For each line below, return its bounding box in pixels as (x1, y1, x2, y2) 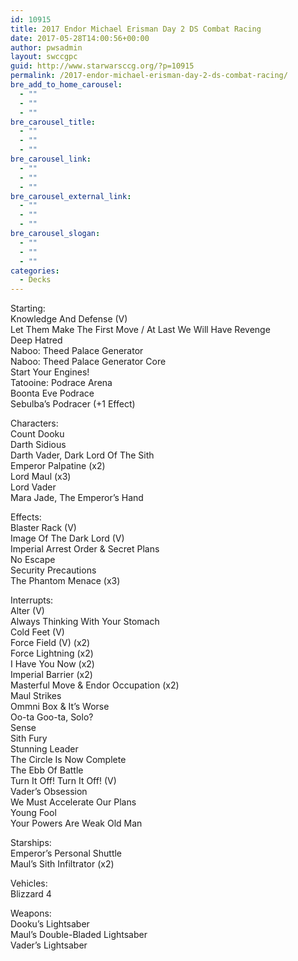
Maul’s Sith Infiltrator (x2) (10, 858, 115, 870)
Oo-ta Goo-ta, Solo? (10, 711, 94, 723)
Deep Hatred (10, 334, 63, 346)
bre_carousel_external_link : (10, 191, 132, 201)
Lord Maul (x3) (10, 471, 72, 483)
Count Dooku (10, 428, 65, 440)
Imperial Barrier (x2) (10, 669, 93, 681)
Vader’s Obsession (10, 786, 88, 798)
